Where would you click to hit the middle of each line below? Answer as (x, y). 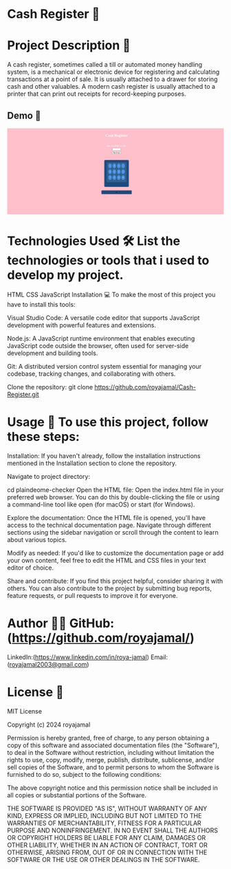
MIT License (25, 711)
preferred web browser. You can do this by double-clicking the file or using (113, 497)
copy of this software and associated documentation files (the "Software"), (113, 745)
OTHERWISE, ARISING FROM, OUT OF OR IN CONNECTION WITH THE (107, 852)
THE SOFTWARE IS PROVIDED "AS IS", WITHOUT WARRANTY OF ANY (107, 808)
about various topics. (37, 539)
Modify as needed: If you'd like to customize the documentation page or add (115, 552)
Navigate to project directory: (49, 476)
